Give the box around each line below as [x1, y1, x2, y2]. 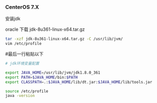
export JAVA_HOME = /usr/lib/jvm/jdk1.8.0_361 [5, 70, 100, 75]
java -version [5, 93, 35, 98]
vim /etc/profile [5, 41, 42, 46]
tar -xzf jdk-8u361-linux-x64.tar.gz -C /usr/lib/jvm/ [5, 36, 123, 41]
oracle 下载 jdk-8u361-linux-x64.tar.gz [5, 26, 85, 32]
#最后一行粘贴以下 [5, 51, 44, 57]
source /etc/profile [5, 88, 49, 94]
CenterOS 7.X [5, 4, 39, 11]
